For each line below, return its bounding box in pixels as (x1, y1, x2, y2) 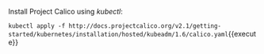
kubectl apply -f (8, 22, 66, 30)
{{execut (228, 29, 256, 38)
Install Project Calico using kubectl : (8, 7, 123, 16)
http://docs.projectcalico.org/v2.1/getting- (68, 22, 222, 30)
